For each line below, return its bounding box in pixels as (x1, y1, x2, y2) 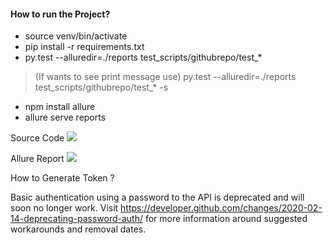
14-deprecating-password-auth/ (10, 213, 143, 225)
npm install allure (24, 101, 96, 113)
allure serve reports (24, 111, 107, 124)
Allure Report (10, 153, 65, 165)
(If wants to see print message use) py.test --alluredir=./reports (34, 71, 297, 83)
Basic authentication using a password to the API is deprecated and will (10, 191, 305, 204)
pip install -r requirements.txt (24, 41, 145, 53)
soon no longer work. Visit (10, 202, 119, 214)
